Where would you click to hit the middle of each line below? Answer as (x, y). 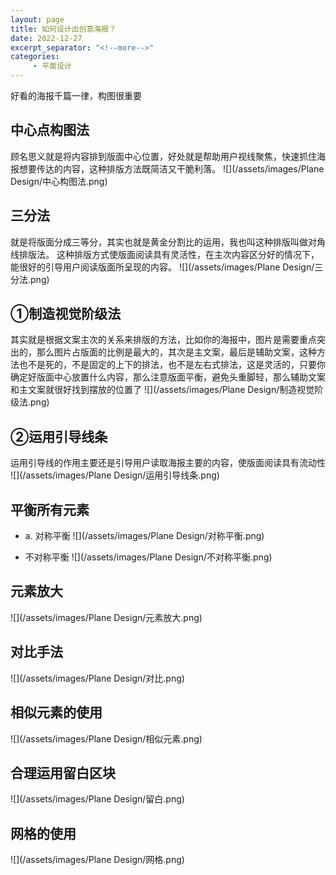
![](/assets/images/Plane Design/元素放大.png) (106, 617)
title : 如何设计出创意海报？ (63, 29)
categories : (35, 57)
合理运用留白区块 (63, 772)
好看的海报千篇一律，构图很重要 (76, 95)
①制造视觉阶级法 (66, 314)
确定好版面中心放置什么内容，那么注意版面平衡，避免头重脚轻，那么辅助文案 (168, 377)
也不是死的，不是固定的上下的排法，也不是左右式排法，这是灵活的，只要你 (172, 365)
